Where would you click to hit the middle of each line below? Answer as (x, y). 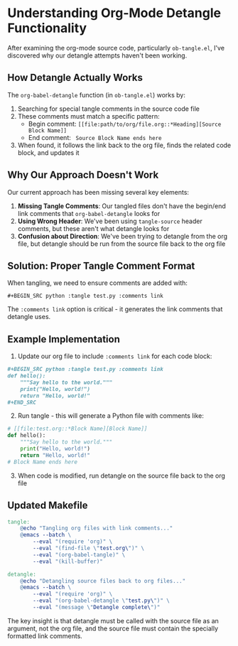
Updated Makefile (48, 506)
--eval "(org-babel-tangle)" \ (79, 555)
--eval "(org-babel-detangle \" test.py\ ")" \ (102, 601)
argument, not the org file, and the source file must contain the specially (113, 628)
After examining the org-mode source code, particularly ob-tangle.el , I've (116, 48)
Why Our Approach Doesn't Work (83, 175)
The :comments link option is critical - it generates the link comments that (115, 309)
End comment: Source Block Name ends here (95, 137)
